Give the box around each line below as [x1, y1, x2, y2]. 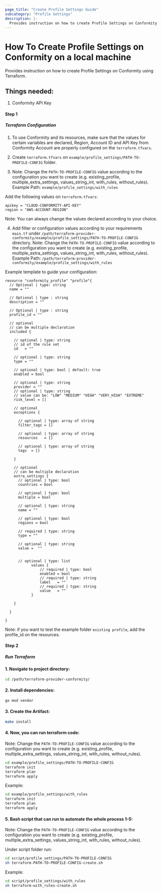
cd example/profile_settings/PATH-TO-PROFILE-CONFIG [5, 760, 114, 765]
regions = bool [17, 520, 49, 525]
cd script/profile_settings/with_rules [5, 878, 86, 883]
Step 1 [5, 111, 18, 117]
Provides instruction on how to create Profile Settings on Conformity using [5, 68, 154, 74]
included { [9, 329, 32, 334]
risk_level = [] [14, 397, 47, 402]
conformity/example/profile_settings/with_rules [12, 260, 113, 265]
